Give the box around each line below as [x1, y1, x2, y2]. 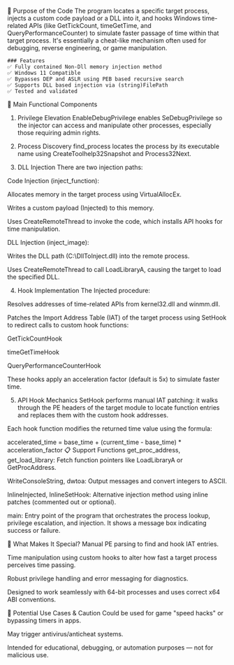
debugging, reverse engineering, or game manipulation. [7, 44, 168, 52]
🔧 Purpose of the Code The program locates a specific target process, [7, 7, 210, 15]
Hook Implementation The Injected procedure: [17, 287, 150, 294]
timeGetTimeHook [7, 348, 59, 356]
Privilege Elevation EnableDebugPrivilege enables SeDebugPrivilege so [17, 114, 223, 122]
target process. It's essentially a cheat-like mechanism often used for [7, 36, 207, 45]
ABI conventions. [7, 595, 57, 603]
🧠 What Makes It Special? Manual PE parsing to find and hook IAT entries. [7, 540, 219, 548]
